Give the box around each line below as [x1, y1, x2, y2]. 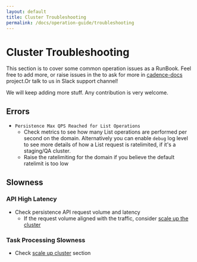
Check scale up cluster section [14, 250, 91, 257]
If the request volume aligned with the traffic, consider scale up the [23, 214, 189, 222]
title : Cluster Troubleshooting [6, 14, 86, 20]
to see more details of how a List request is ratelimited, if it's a [23, 141, 176, 149]
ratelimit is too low [23, 160, 69, 167]
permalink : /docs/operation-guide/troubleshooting [6, 20, 135, 26]
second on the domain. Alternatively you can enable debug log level [23, 135, 189, 142]
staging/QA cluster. [23, 147, 71, 154]
